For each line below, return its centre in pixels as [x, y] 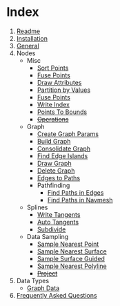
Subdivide [51, 229]
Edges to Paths [59, 178]
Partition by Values [64, 90]
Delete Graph [56, 171]
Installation [32, 38]
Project [47, 273]
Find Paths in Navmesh [80, 200]
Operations [53, 119]
